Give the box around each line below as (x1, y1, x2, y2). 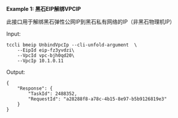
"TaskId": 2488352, (28, 91, 78, 97)
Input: (6, 30, 21, 38)
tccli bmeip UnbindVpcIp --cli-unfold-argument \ (6, 42, 137, 48)
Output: (6, 68, 26, 76)
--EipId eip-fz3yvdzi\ (17, 47, 75, 53)
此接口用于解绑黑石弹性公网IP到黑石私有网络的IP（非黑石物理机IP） (6, 18, 176, 25)
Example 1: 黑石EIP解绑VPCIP (6, 5, 81, 12)
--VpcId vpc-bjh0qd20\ (17, 53, 75, 59)
